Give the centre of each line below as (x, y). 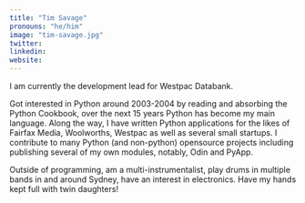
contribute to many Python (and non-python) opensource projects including (152, 142)
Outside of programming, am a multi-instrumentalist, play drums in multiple (150, 170)
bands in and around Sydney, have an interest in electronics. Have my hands (153, 179)
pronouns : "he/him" (46, 26)
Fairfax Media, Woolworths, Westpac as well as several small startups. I (143, 132)
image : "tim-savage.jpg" (56, 35)
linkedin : (28, 52)
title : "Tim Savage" (49, 18)
